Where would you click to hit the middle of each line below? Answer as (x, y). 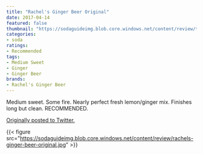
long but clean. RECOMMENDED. (47, 108)
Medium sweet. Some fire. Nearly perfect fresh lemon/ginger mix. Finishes (99, 102)
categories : (21, 34)
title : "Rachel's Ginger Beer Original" (58, 12)
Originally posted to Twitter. (41, 120)
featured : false (27, 23)
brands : (16, 79)
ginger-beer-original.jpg (36, 145)
